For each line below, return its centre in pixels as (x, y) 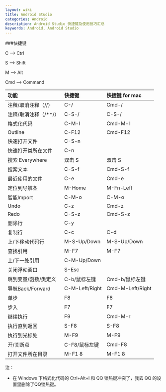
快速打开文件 (23, 141)
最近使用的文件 (25, 179)
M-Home (75, 188)
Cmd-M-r (119, 317)
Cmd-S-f (118, 169)
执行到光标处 (23, 336)
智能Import (20, 198)
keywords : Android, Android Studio (42, 28)
